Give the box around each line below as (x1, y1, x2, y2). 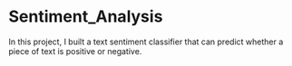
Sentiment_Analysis (8, 6, 163, 27)
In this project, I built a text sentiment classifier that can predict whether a (8, 36, 284, 47)
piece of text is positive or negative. (8, 45, 142, 56)
